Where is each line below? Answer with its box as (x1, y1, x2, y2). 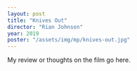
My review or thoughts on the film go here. (7, 56, 131, 64)
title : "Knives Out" (7, 17, 68, 24)
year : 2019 (7, 30, 39, 37)
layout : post (7, 10, 46, 18)
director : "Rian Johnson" (7, 23, 83, 30)
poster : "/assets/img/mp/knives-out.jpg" (7, 37, 131, 44)
